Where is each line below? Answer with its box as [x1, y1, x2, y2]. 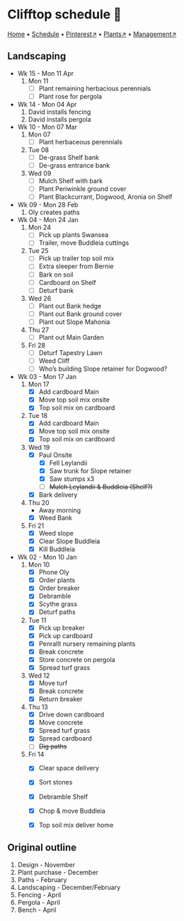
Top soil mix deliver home [38, 821, 114, 829]
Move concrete [38, 718, 84, 727]
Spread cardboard [38, 734, 92, 743]
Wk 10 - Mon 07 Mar [17, 122, 78, 131]
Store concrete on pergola [38, 655, 115, 664]
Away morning [38, 506, 81, 514]
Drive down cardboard [38, 710, 105, 719]
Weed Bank [38, 513, 73, 522]
